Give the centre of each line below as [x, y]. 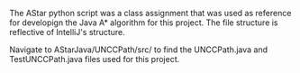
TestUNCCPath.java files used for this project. [95, 59]
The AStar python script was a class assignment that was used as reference [150, 13]
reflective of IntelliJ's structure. [68, 32]
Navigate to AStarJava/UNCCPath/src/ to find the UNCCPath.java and [139, 50]
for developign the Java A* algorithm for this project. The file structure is [144, 23]
